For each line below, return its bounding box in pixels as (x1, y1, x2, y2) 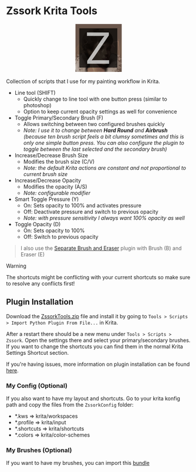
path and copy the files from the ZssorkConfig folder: (6, 401, 134, 408)
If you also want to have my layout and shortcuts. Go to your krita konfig (6, 395, 181, 402)
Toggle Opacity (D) (14, 220, 61, 227)
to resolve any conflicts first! (6, 280, 75, 287)
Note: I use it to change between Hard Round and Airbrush (23, 127, 168, 134)
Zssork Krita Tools (6, 4, 98, 18)
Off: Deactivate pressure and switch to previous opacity (23, 208, 158, 215)
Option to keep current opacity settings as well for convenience (23, 108, 177, 115)
